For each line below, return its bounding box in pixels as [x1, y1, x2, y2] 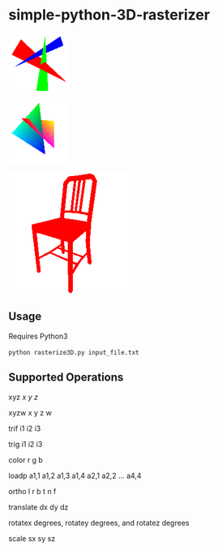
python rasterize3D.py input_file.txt [8, 348, 139, 356]
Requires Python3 [8, 331, 68, 341]
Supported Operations [8, 371, 124, 385]
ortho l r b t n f [8, 486, 57, 496]
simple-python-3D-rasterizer [8, 6, 211, 24]
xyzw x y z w [8, 407, 53, 417]
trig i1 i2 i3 [8, 439, 43, 449]
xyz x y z [8, 392, 39, 402]
